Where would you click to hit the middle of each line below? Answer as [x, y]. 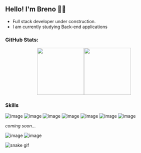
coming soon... [20, 126]
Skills [12, 105]
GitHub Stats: [22, 40]
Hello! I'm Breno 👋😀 [36, 9]
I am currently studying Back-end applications [60, 27]
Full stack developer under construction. [54, 21]
